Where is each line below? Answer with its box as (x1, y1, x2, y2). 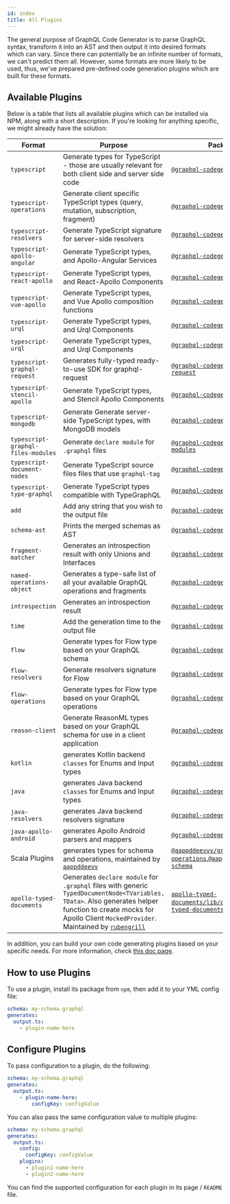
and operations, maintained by (62, 855, 161, 864)
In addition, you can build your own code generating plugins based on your (7, 939, 219, 948)
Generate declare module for (62, 437, 155, 447)
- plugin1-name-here (25, 1164, 84, 1172)
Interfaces (62, 558, 96, 567)
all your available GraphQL (62, 578, 148, 587)
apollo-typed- (10, 895, 57, 902)
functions (62, 306, 94, 315)
